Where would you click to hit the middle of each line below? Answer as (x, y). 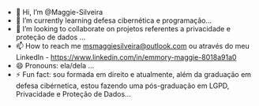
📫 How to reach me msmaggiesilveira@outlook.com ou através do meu (133, 46)
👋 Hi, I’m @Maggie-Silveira (59, 12)
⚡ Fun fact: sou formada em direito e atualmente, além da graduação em (133, 74)
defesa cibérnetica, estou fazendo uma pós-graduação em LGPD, (122, 86)
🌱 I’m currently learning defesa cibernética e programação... (114, 20)
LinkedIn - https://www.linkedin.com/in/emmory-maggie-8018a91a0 (126, 57)
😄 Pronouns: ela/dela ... (55, 66)
